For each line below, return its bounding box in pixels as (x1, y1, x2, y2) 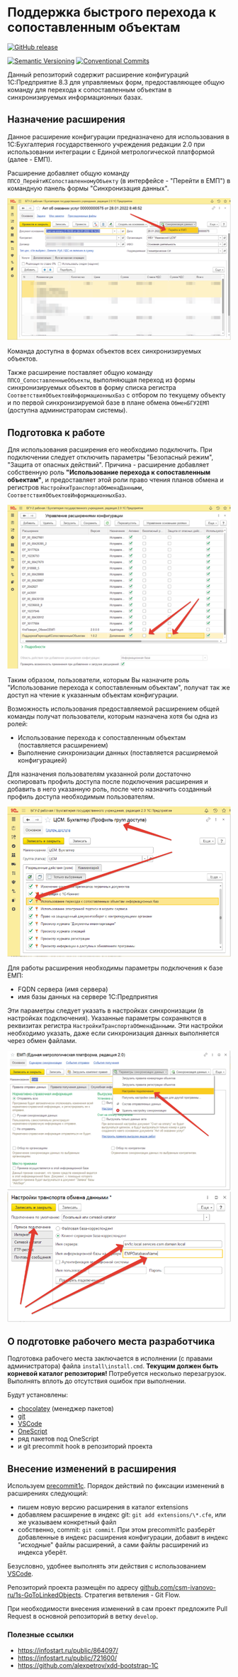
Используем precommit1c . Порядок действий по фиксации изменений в (7, 1482, 225, 1490)
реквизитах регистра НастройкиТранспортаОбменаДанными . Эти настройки (7, 1022, 223, 1030)
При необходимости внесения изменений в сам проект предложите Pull (7, 1605, 228, 1613)
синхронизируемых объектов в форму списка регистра (7, 383, 176, 392)
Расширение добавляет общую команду (7, 168, 130, 177)
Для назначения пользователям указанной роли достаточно (7, 770, 191, 778)
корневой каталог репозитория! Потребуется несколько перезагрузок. (7, 1370, 227, 1378)
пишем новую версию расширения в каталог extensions (17, 1503, 189, 1512)
